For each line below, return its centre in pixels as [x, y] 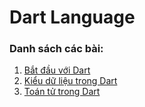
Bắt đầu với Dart [57, 70]
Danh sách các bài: [56, 49]
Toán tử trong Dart [62, 92]
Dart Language [72, 17]
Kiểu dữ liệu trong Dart [70, 81]
